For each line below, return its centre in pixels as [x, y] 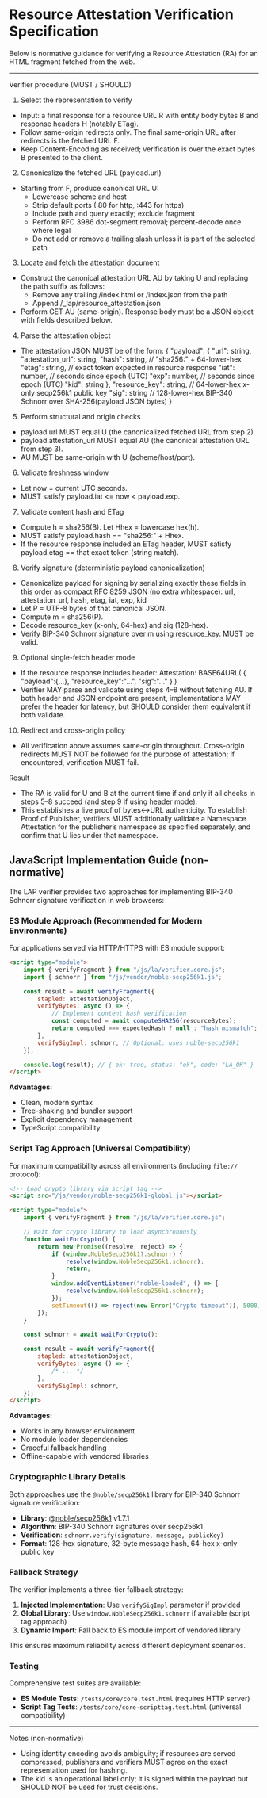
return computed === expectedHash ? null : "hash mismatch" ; [154, 1028]
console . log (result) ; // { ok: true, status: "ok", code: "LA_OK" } [139, 1065]
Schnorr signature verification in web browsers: [87, 900]
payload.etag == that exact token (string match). [99, 552]
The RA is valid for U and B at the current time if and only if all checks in [138, 793]
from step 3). [42, 449]
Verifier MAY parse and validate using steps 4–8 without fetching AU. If [136, 689]
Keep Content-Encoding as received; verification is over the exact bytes [138, 149]
